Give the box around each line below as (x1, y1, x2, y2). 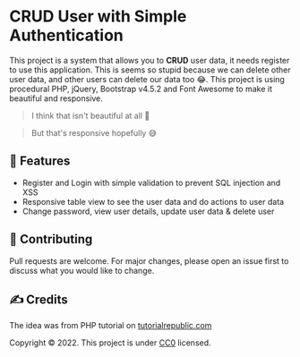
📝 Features (9, 154, 71, 169)
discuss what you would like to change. (9, 265, 155, 276)
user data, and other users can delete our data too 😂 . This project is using (9, 73, 285, 84)
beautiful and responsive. (9, 92, 103, 104)
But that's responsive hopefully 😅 (30, 127, 158, 138)
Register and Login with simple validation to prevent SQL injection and (21, 177, 281, 188)
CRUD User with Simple (9, 6, 187, 27)
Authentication (9, 25, 124, 46)
